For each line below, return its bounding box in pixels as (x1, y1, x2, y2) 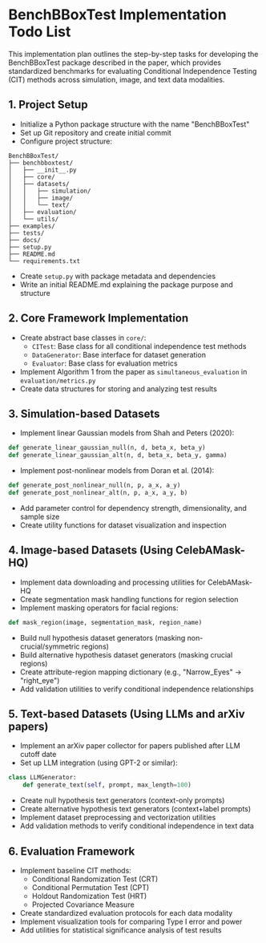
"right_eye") (19, 675, 60, 685)
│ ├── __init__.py (8, 166, 78, 174)
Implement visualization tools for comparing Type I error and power (19, 917, 243, 926)
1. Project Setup (8, 98, 88, 111)
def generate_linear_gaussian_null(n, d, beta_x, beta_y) (8, 443, 206, 452)
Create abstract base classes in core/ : (19, 333, 147, 342)
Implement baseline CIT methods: (19, 865, 132, 875)
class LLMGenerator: (8, 774, 78, 782)
